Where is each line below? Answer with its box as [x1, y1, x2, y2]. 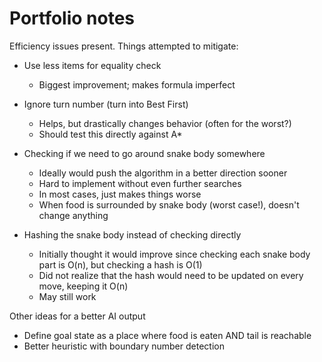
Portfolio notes [9, 7, 136, 30]
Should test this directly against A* [38, 128, 183, 140]
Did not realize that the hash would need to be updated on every [38, 269, 304, 281]
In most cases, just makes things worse [38, 188, 202, 200]
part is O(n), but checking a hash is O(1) [38, 258, 203, 271]
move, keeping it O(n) [38, 280, 129, 292]
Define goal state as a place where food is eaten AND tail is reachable [23, 329, 312, 341]
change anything [38, 209, 109, 221]
